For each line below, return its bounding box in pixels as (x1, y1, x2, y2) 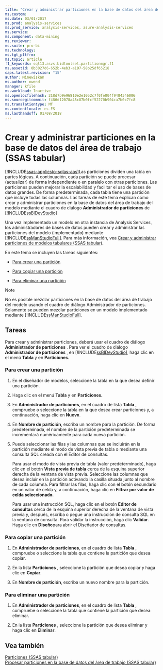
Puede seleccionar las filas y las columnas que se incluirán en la (12, 441, 141, 447)
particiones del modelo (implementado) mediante (5, 229, 103, 236)
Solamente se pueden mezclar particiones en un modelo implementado (5, 307, 148, 312)
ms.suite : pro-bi (5, 43, 40, 48)
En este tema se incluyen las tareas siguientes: (5, 249, 98, 255)
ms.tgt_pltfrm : (5, 52, 36, 57)
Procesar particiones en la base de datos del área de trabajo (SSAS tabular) (5, 659, 156, 666)
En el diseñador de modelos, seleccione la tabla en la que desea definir (12, 378, 155, 383)
